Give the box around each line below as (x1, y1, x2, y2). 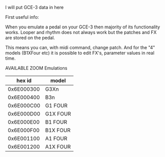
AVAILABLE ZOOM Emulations (5, 65, 68, 71)
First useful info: (5, 14, 39, 20)
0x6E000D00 (8, 110, 40, 117)
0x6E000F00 (8, 127, 40, 134)
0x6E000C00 (8, 102, 40, 109)
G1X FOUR (45, 110, 72, 117)
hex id (16, 77, 32, 84)
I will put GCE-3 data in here (5, 5, 64, 10)
